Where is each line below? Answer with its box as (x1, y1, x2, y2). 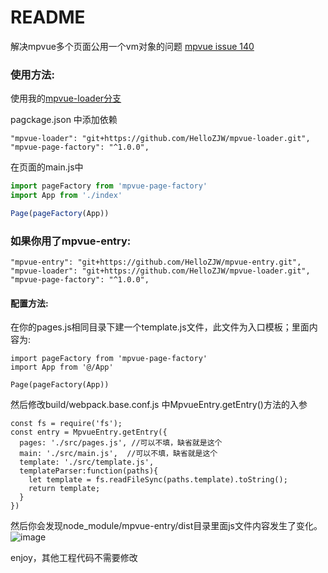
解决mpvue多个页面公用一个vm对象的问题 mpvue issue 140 (10, 40, 255, 52)
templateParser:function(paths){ (19, 466, 159, 476)
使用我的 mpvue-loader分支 (10, 92, 122, 105)
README (10, 6, 86, 29)
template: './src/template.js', (19, 457, 155, 468)
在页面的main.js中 (10, 161, 84, 173)
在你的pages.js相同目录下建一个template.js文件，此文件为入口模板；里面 (10, 321, 310, 333)
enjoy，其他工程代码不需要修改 (10, 552, 138, 564)
